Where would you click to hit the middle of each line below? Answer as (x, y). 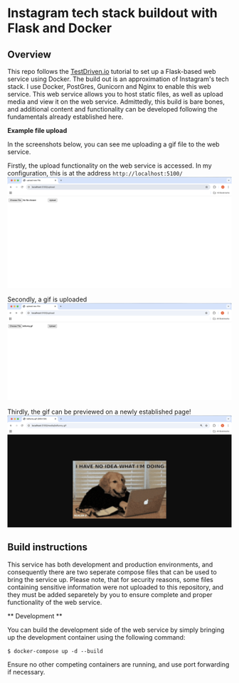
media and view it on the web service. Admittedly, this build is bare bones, (116, 102)
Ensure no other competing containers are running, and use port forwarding (118, 664)
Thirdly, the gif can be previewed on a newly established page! (99, 412)
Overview (30, 54)
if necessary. (26, 672)
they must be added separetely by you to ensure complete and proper (110, 594)
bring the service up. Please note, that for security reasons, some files (110, 579)
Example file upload (37, 130)
